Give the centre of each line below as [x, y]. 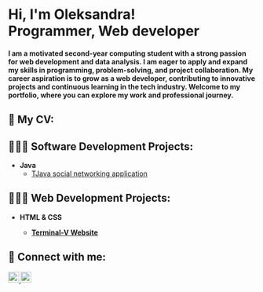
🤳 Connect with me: [57, 257]
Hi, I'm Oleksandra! [72, 15]
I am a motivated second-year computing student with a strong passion [127, 53]
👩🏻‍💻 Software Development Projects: [101, 146]
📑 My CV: [31, 120]
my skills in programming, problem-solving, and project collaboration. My [131, 70]
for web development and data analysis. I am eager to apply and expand [128, 61]
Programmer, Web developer [104, 31]
